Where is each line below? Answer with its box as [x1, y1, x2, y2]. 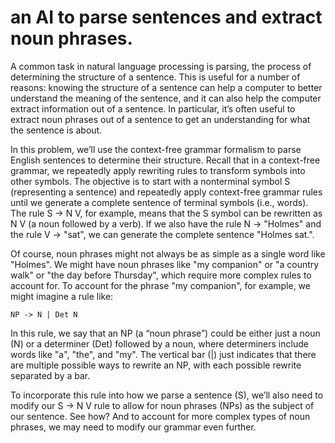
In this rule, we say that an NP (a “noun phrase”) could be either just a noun [10, 327, 321, 339]
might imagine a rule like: [10, 290, 114, 302]
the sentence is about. [10, 124, 103, 136]
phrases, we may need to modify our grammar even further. [10, 421, 257, 433]
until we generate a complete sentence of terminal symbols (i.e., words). [10, 196, 309, 208]
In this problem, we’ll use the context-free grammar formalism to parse [10, 143, 302, 155]
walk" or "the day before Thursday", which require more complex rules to [10, 269, 312, 281]
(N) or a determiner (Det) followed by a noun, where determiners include [10, 337, 309, 350]
